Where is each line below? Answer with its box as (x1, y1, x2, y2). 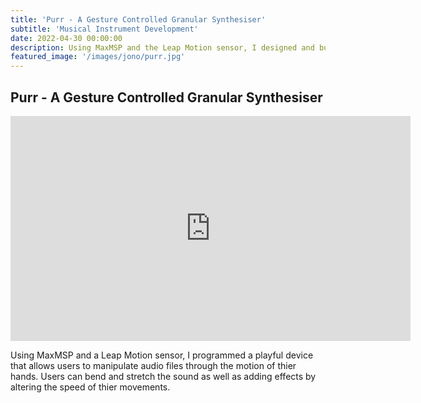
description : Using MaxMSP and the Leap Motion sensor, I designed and (10, 42, 315, 53)
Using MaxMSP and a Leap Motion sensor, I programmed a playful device (10, 349, 314, 361)
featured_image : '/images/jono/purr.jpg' (10, 52, 186, 62)
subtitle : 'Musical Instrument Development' (10, 24, 199, 34)
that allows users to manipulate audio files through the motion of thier (10, 359, 297, 371)
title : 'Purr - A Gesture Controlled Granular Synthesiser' (10, 14, 267, 25)
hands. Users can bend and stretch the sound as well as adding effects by (10, 370, 317, 382)
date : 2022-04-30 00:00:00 (10, 33, 123, 43)
